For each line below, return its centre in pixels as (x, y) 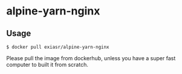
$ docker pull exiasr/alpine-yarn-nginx (58, 47)
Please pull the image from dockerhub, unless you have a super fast (91, 58)
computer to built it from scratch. (47, 65)
